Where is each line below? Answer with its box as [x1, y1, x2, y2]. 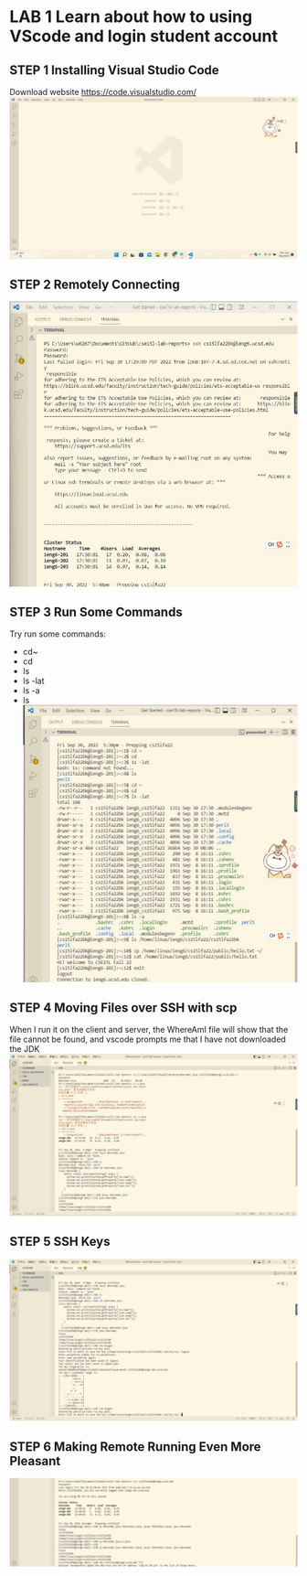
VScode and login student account [9, 26, 279, 47]
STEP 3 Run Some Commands [9, 604, 183, 619]
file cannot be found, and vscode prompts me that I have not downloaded [9, 1034, 286, 1045]
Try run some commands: [9, 628, 107, 639]
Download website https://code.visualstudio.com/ [9, 87, 196, 97]
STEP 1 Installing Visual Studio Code [9, 62, 219, 78]
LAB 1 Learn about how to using [9, 6, 253, 27]
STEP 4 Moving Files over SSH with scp [9, 1000, 238, 1015]
